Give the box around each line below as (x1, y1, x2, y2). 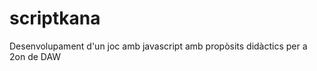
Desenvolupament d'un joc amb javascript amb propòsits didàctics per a (9, 40, 308, 52)
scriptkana (9, 7, 101, 30)
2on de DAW (9, 50, 62, 62)
